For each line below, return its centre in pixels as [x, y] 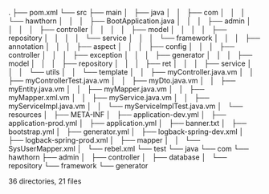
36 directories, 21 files [45, 181]
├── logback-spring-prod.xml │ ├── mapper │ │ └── [104, 140]
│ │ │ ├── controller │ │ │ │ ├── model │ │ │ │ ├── [118, 29]
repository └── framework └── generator [78, 166]
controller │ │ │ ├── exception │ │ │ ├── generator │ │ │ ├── [130, 55]
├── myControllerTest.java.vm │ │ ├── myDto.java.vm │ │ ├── [122, 81]
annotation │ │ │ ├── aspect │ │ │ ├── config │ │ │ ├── [122, 46]
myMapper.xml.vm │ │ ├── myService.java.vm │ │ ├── [109, 97]
